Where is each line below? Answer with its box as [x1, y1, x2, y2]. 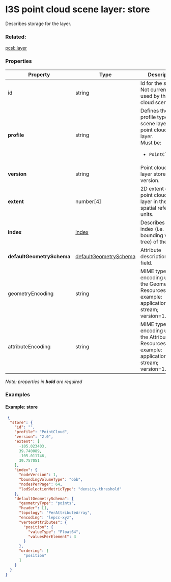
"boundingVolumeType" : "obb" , [18, 477, 83, 482]
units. [140, 211, 154, 218]
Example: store [5, 404, 38, 410]
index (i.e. [140, 225, 164, 232]
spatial [140, 204, 157, 211]
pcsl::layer [5, 45, 27, 51]
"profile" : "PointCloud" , [14, 430, 70, 435]
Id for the [140, 79, 162, 86]
